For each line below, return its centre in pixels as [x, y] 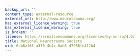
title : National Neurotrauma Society [44, 41]
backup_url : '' [21, 9]
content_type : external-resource [39, 14]
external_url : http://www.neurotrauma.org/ [50, 19]
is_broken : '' [20, 32]
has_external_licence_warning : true [42, 23]
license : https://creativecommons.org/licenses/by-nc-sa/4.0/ [70, 37]
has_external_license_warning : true [42, 28]
